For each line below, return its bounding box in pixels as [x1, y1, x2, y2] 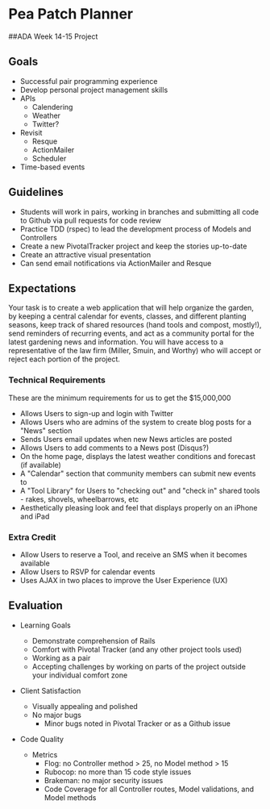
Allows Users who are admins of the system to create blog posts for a [19, 417, 252, 427]
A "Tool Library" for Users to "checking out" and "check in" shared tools [19, 486, 260, 495]
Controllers [19, 232, 58, 242]
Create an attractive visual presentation [19, 249, 152, 259]
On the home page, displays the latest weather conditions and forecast [19, 451, 256, 461]
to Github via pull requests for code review [19, 215, 162, 225]
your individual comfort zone [31, 670, 128, 680]
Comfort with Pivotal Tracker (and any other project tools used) [31, 644, 243, 654]
